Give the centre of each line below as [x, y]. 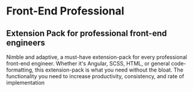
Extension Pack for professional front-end [87, 33]
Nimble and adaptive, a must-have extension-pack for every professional [97, 57]
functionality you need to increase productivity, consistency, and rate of [95, 76]
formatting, [20, 70]
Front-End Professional [65, 11]
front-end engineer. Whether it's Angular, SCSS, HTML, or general [88, 63]
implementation [26, 83]
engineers [26, 42]
